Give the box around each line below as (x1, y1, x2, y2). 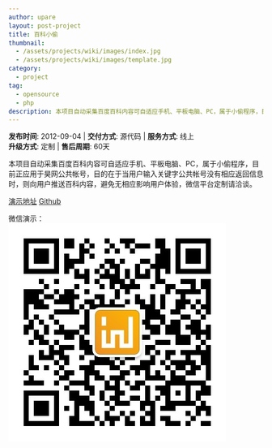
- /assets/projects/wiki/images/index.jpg (15, 47, 161, 56)
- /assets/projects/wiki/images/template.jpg (15, 56, 172, 64)
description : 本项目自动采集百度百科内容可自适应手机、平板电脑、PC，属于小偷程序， (8, 107, 261, 115)
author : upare (8, 13, 57, 21)
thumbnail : (8, 39, 45, 47)
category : (8, 65, 42, 73)
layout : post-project (8, 21, 82, 30)
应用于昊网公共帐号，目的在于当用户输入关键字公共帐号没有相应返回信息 (22, 169, 264, 179)
